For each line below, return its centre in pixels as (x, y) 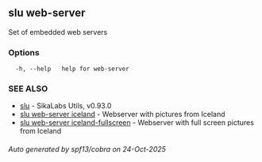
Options (24, 52)
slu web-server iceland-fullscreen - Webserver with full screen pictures (137, 122)
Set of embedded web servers (58, 32)
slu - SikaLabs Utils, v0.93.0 (65, 106)
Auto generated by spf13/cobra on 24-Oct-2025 (87, 149)
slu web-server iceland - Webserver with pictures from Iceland (122, 115)
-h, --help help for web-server (72, 69)
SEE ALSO (28, 89)
